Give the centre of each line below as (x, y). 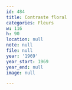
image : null (21, 73)
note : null (19, 45)
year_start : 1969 (27, 61)
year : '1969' (22, 56)
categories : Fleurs (30, 23)
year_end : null (25, 67)
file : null (19, 51)
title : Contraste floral (37, 17)
